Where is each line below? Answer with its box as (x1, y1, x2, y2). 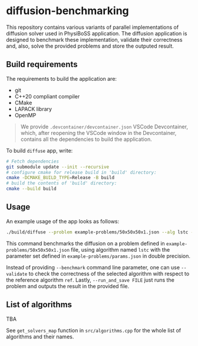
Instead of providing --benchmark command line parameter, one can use (6, 263, 180, 271)
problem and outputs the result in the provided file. (6, 282, 130, 289)
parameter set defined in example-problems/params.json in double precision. (6, 252, 190, 259)
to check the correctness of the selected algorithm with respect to (28, 270, 190, 277)
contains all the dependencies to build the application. (20, 136, 152, 143)
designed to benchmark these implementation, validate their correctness (6, 36, 183, 43)
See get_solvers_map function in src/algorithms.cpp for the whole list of (6, 327, 181, 334)
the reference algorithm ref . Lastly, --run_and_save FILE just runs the (6, 276, 175, 284)
